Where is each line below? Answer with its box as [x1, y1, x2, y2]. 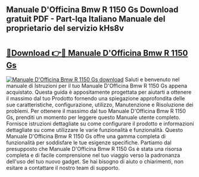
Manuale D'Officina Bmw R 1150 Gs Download [6, 5, 179, 15]
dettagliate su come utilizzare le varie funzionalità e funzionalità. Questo [6, 127, 184, 133]
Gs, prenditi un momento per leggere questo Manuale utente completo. [6, 114, 181, 121]
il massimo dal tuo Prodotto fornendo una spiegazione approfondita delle [6, 95, 185, 102]
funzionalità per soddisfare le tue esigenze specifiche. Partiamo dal [6, 139, 172, 146]
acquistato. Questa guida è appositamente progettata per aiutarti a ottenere [6, 88, 192, 96]
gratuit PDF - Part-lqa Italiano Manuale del [6, 14, 166, 24]
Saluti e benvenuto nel [125, 76, 180, 83]
